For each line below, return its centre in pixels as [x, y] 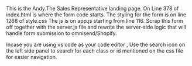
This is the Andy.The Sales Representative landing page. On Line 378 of [92, 8]
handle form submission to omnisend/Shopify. [61, 33]
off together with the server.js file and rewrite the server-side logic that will [96, 27]
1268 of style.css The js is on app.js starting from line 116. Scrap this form [95, 21]
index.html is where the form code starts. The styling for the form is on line [96, 15]
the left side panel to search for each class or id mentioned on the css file [95, 51]
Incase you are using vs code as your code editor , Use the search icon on [96, 44]
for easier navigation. [32, 57]
